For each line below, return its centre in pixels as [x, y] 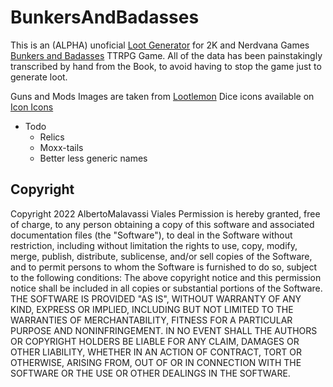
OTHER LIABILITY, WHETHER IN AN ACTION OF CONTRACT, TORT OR [156, 352]
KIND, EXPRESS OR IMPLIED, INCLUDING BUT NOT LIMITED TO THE [152, 309]
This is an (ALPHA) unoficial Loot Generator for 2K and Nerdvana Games [160, 45]
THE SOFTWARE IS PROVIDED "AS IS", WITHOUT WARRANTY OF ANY [156, 298]
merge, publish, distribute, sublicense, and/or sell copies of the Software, [161, 256]
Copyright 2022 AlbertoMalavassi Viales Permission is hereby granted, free [165, 213]
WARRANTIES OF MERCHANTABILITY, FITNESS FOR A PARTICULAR [151, 320]
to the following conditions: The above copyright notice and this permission [166, 277]
